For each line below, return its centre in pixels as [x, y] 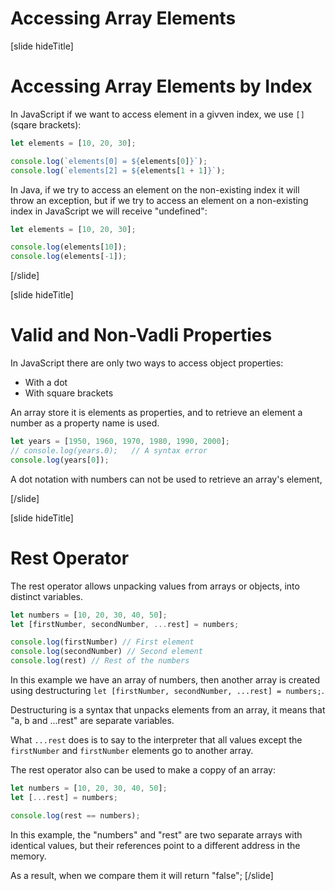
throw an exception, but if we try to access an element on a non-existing [159, 200]
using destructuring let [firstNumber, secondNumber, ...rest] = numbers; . [167, 690]
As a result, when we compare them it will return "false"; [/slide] [142, 875]
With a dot [46, 383]
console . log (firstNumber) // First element [102, 642]
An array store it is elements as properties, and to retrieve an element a [156, 413]
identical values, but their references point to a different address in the [155, 845]
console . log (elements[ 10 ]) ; [69, 247]
